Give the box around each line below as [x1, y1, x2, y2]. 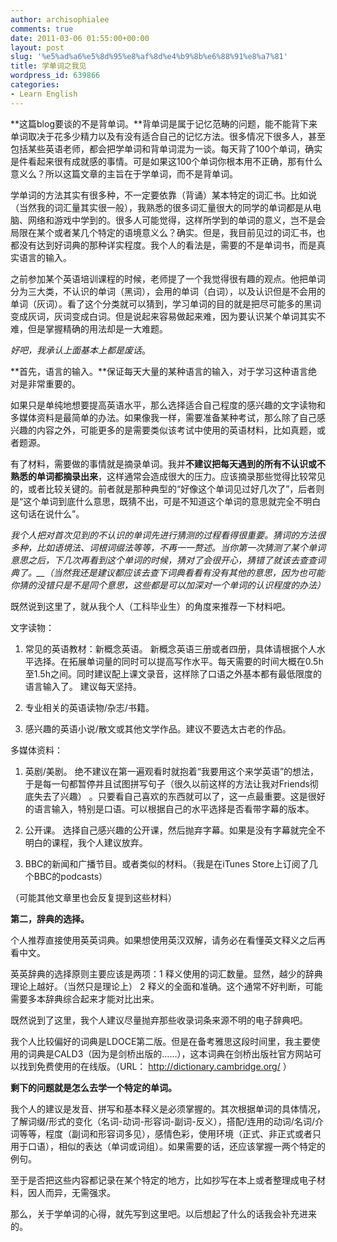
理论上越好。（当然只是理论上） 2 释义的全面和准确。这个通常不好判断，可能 [10, 980, 323, 992]
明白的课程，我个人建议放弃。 [24, 836, 148, 848]
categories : [10, 80, 60, 90]
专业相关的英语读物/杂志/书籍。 [24, 701, 155, 713]
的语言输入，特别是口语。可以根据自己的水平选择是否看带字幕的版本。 [24, 802, 315, 815]
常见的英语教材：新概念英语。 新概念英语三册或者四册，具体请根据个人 [24, 642, 317, 655]
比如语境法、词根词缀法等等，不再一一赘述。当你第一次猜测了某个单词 [36, 541, 326, 553]
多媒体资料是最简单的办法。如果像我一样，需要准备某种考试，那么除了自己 [10, 411, 317, 423]
